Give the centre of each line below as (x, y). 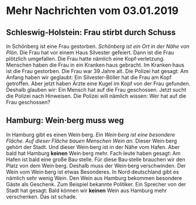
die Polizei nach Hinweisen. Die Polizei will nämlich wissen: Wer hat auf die (96, 96)
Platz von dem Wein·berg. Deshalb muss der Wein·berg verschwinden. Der (96, 165)
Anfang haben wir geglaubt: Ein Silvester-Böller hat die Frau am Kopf (89, 77)
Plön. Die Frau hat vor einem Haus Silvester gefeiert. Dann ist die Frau (90, 53)
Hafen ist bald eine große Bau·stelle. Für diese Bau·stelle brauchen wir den (96, 159)
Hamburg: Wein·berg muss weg (65, 121)
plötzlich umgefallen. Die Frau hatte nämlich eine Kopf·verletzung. (85, 59)
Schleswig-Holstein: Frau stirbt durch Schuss (91, 32)
